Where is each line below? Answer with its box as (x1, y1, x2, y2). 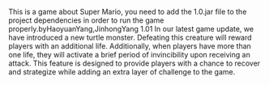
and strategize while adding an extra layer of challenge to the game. (8, 67, 236, 76)
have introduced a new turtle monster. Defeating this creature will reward (8, 32, 253, 42)
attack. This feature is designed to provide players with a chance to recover (8, 58, 261, 68)
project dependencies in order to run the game (8, 15, 164, 25)
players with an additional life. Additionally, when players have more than (8, 41, 251, 51)
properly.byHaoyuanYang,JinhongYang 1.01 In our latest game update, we (8, 24, 254, 33)
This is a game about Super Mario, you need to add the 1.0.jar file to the (8, 7, 247, 16)
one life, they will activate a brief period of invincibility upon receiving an (8, 50, 251, 59)
